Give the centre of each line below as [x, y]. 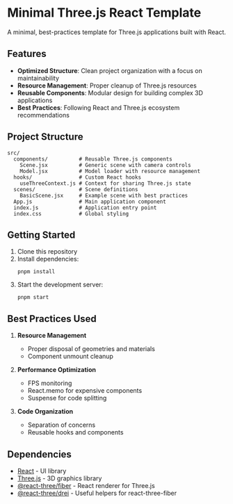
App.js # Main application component [90, 202]
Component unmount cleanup [70, 357]
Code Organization [45, 412]
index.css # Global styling [71, 213]
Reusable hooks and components [75, 432]
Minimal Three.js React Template [104, 13]
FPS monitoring [50, 383]
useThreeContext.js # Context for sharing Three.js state [105, 183]
